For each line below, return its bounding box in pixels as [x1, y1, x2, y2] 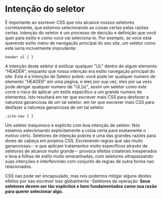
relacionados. [5, 164, 32, 169]
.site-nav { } [5, 114, 34, 118]
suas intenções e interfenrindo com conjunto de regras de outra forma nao [5, 158, 154, 164]
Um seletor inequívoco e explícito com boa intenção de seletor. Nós [5, 122, 140, 128]
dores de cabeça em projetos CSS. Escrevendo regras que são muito [5, 137, 143, 144]
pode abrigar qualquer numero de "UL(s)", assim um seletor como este [5, 83, 147, 89]
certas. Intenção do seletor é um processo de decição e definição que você [5, 30, 157, 35]
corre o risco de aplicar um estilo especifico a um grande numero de [5, 89, 142, 95]
